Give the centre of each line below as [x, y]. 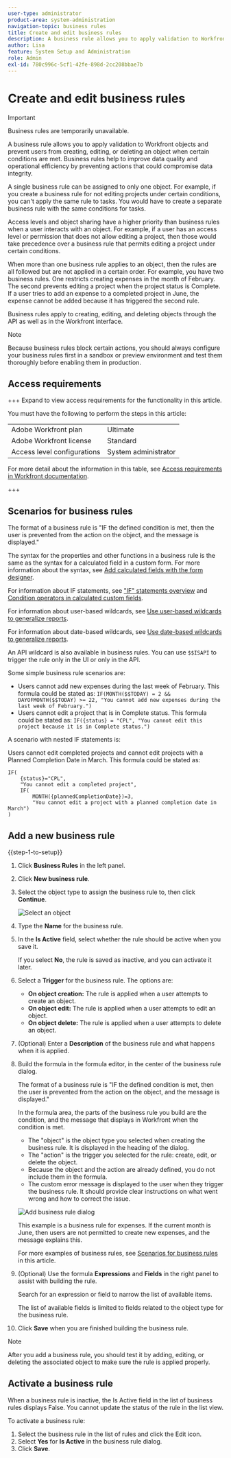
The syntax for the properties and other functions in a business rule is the [111, 556]
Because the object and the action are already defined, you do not [121, 1169]
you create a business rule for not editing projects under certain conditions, [114, 193]
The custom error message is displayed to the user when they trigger [126, 1184]
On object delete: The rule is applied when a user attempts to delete [124, 1023]
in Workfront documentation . [48, 476]
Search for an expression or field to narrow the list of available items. [115, 1294]
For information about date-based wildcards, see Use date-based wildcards [115, 632]
